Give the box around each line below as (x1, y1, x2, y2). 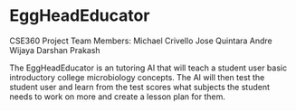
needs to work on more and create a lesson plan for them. (9, 91, 226, 102)
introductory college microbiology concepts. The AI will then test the (9, 71, 265, 82)
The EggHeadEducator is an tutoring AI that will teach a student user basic (9, 62, 288, 73)
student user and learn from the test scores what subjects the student (9, 81, 270, 92)
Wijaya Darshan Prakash (9, 44, 101, 55)
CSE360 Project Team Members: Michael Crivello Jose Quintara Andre (9, 35, 273, 46)
